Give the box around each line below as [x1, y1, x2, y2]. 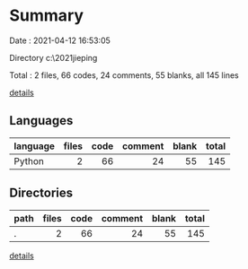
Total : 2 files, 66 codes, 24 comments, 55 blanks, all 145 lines [9, 69, 240, 81]
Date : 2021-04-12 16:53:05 [9, 35, 111, 46]
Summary [9, 5, 84, 26]
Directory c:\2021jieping [9, 52, 98, 63]
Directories [9, 186, 74, 201]
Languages [9, 113, 74, 128]
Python [13, 154, 45, 167]
